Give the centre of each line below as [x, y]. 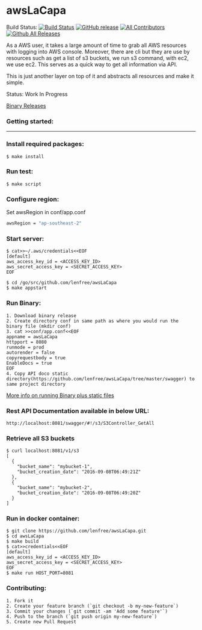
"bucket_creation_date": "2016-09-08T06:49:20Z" [79, 493]
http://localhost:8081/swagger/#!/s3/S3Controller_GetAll [80, 423]
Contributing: [26, 588]
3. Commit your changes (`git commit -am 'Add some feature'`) [87, 611]
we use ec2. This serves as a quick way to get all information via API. [92, 64]
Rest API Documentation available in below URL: [78, 411]
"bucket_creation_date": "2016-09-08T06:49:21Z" [79, 472]
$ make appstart [26, 288]
